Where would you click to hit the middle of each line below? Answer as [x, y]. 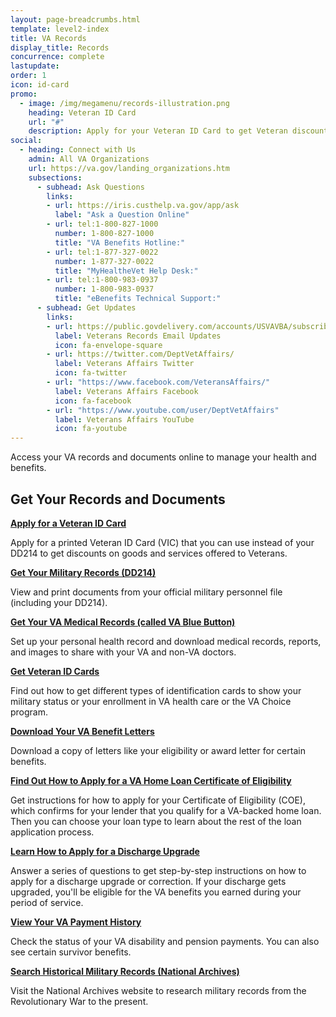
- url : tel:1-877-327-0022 [102, 252]
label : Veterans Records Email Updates [138, 336]
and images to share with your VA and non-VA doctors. [123, 652]
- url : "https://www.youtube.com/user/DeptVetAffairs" [163, 410]
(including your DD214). [59, 602]
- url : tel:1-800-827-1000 [102, 224]
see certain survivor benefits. [71, 952]
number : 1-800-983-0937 [104, 289]
